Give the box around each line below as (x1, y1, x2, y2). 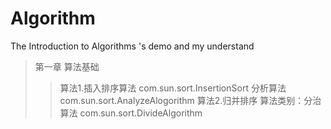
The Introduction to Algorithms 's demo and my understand (10, 40, 255, 52)
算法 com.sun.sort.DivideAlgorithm (59, 107, 203, 119)
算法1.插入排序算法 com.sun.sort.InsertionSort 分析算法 (59, 82, 287, 94)
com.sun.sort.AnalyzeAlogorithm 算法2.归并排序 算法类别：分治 (59, 94, 322, 106)
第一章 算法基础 (34, 60, 100, 72)
